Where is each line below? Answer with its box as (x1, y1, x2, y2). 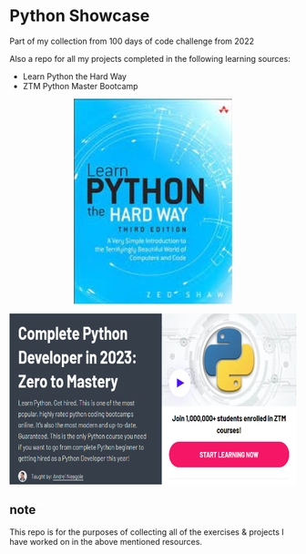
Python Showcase (9, 5, 150, 26)
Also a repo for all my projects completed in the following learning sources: (9, 53, 291, 64)
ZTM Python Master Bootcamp (22, 80, 138, 91)
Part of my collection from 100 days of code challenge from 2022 (9, 36, 255, 46)
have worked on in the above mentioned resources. (9, 536, 203, 547)
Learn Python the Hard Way (22, 70, 127, 82)
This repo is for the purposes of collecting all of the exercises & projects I (9, 526, 284, 538)
